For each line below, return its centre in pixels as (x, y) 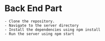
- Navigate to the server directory (42, 25)
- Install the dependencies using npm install (52, 29)
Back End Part (34, 8)
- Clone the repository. (30, 21)
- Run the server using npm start (40, 34)
